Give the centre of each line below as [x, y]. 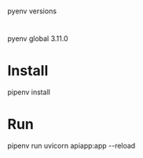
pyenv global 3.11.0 [38, 39]
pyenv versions [32, 11]
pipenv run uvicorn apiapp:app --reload [71, 146]
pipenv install [29, 92]
